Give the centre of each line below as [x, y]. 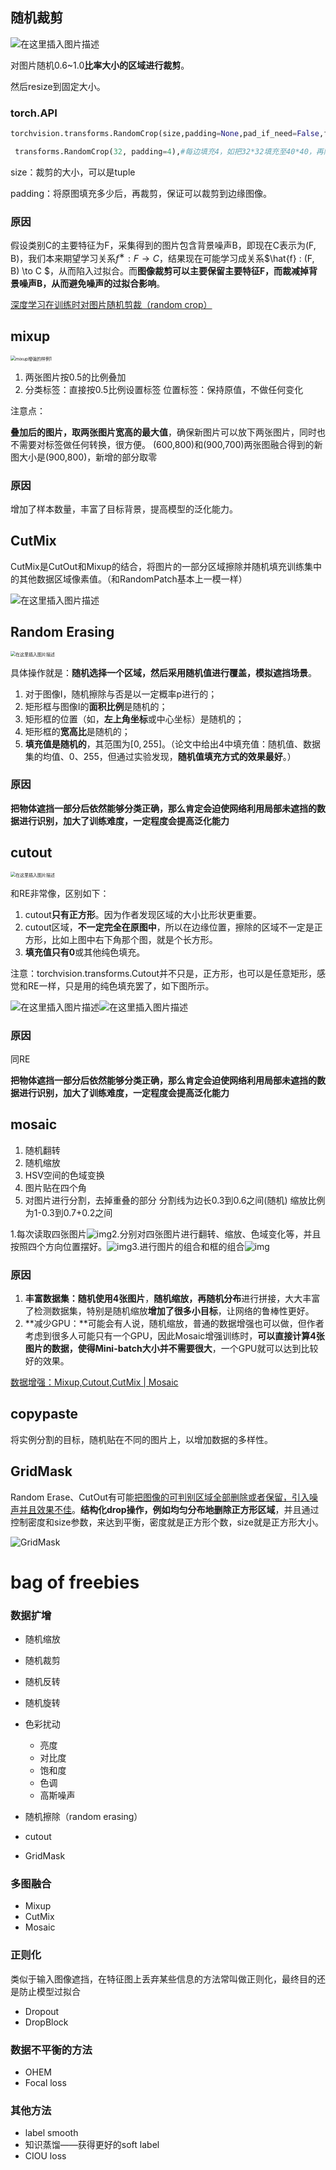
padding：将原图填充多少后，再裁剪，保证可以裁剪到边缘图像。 [141, 193]
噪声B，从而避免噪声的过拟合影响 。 [92, 283]
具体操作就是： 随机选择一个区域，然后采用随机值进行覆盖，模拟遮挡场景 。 [163, 672]
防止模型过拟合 [49, 1991]
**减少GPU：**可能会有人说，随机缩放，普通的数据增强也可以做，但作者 [174, 1324]
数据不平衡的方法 [51, 2050]
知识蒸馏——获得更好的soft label [92, 2145]
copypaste [44, 1414]
